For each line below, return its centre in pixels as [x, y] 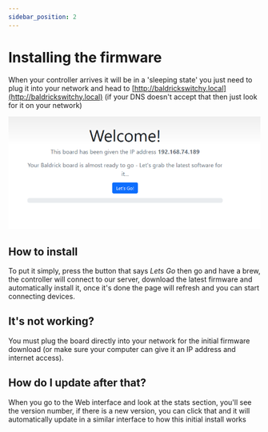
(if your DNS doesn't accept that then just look [181, 97]
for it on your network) [45, 105]
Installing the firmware [85, 57]
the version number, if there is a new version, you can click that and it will [129, 410]
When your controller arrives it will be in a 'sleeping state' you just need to [130, 79]
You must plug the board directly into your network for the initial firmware [129, 341]
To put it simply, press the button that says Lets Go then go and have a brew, [134, 271]
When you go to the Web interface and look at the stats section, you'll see [130, 402]
